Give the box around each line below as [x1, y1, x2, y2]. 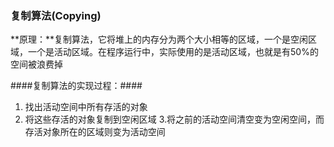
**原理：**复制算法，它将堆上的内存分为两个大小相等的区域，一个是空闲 [10, 33, 309, 46]
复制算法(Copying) [10, 8, 102, 22]
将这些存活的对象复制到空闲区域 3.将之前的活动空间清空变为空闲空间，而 [24, 113, 325, 126]
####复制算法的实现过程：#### [10, 80, 143, 92]
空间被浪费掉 [10, 58, 63, 71]
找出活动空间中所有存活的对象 [24, 101, 148, 113]
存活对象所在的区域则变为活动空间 [24, 126, 166, 138]
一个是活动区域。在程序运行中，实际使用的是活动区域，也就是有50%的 [27, 46, 319, 58]
